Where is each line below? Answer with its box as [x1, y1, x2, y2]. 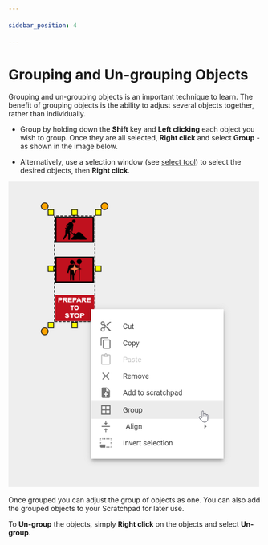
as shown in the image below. [19, 141, 118, 152]
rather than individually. [8, 109, 87, 119]
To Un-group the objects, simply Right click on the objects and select [8, 519, 239, 529]
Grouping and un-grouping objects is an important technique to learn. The [8, 92, 254, 102]
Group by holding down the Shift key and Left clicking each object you [19, 124, 255, 134]
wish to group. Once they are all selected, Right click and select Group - [19, 133, 261, 143]
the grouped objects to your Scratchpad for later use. [8, 504, 185, 514]
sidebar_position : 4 [8, 21, 78, 30]
